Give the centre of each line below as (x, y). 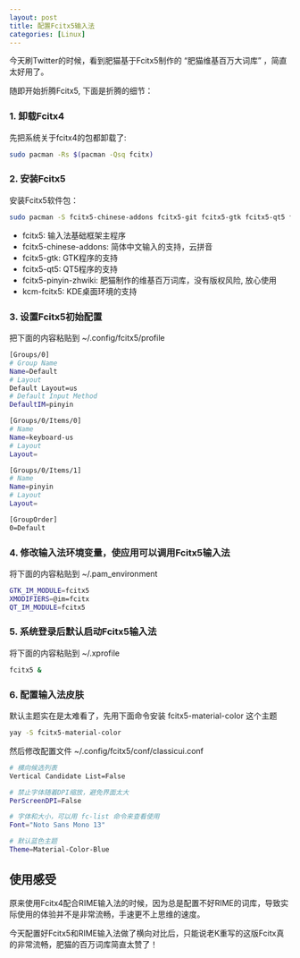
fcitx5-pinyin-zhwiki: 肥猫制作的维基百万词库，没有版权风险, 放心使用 (149, 280)
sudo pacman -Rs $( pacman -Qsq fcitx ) (81, 154)
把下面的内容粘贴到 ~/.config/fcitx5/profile (87, 338)
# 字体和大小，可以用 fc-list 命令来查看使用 (84, 817)
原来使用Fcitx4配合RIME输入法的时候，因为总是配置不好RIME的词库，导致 (145, 903)
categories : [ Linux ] (48, 34)
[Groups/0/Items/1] (46, 471)
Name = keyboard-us (42, 437)
